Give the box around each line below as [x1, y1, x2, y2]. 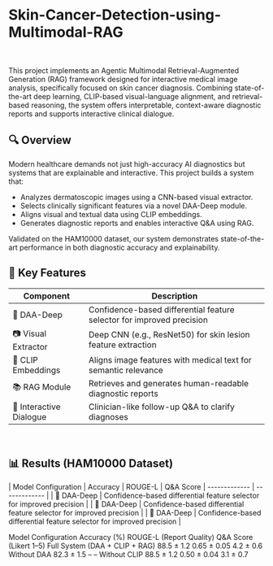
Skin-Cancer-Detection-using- [8, 6, 222, 24]
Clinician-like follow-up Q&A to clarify [88, 401, 236, 412]
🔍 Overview [8, 133, 71, 147]
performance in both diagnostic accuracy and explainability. [19, 242, 221, 252]
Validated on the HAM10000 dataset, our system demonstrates [8, 233, 219, 243]
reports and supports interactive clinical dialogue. [8, 108, 175, 119]
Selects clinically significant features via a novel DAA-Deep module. [19, 201, 248, 211]
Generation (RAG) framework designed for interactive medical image [8, 74, 238, 84]
